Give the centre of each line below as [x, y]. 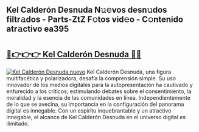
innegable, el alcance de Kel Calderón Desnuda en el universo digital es [96, 117]
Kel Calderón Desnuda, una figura [129, 72]
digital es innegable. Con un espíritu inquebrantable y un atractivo [89, 111]
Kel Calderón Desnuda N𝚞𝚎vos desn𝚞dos [87, 10]
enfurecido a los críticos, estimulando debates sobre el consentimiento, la [99, 91]
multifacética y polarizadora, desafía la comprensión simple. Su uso [91, 78]
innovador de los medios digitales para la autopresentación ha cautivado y [100, 85]
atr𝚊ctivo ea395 [38, 29]
